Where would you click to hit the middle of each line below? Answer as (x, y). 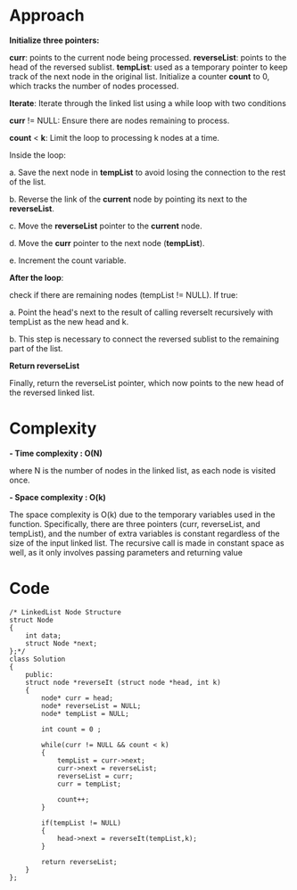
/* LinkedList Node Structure (66, 612)
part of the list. (36, 348)
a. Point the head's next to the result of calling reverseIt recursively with (141, 312)
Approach (47, 16)
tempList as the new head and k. (69, 321)
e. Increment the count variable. (68, 260)
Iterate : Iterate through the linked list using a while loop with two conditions (148, 103)
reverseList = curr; (95, 776)
